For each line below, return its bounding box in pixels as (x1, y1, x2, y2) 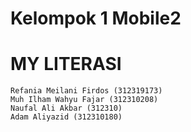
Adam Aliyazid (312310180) (10, 112, 123, 122)
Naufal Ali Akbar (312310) (10, 103, 123, 114)
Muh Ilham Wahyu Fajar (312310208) (10, 95, 159, 105)
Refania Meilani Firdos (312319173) (10, 86, 163, 96)
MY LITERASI (10, 53, 122, 76)
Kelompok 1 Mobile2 (10, 7, 182, 30)
